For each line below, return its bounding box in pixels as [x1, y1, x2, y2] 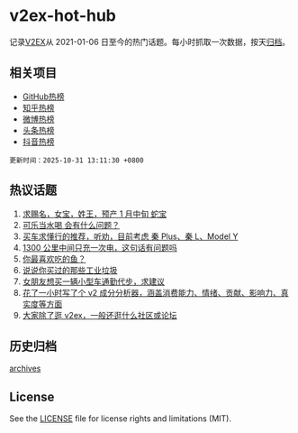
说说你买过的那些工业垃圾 [22, 264, 118, 275]
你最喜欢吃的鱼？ [22, 253, 86, 264]
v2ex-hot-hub [9, 5, 117, 26]
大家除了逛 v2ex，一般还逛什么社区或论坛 [22, 309, 177, 320]
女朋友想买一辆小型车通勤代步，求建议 [22, 276, 165, 287]
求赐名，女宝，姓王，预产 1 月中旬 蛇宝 [22, 208, 167, 219]
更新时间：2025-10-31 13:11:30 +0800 [9, 155, 144, 165]
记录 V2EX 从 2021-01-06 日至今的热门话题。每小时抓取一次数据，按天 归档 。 [9, 36, 291, 47]
